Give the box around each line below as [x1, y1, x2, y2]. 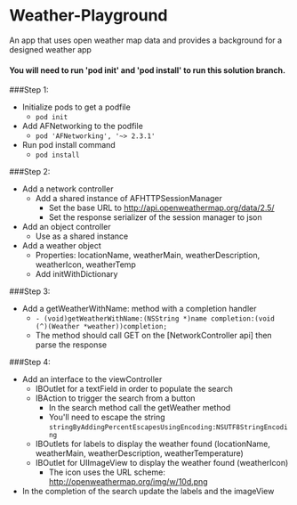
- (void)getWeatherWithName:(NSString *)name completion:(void [35, 314, 276, 323]
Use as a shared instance [35, 231, 129, 241]
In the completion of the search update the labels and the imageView [21, 486, 275, 497]
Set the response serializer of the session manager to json [48, 212, 262, 223]
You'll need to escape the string [48, 411, 166, 423]
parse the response [35, 339, 108, 350]
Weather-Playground [9, 5, 168, 26]
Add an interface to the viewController [21, 374, 163, 385]
